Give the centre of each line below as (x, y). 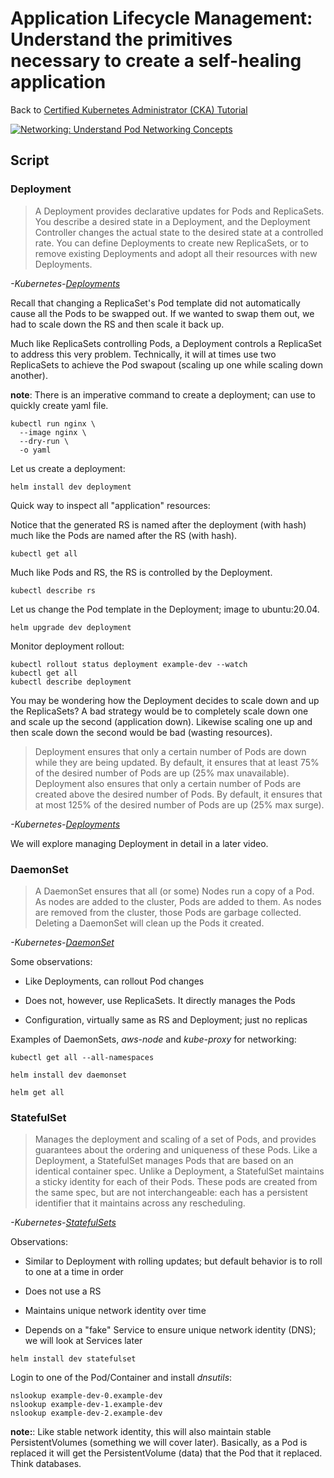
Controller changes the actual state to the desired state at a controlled (179, 232)
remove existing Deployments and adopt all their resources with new (176, 253)
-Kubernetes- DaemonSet (62, 942)
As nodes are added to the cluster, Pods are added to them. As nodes (178, 901)
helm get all (37, 1092)
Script (30, 160)
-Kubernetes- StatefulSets (63, 1223)
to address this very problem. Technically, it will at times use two (143, 354)
